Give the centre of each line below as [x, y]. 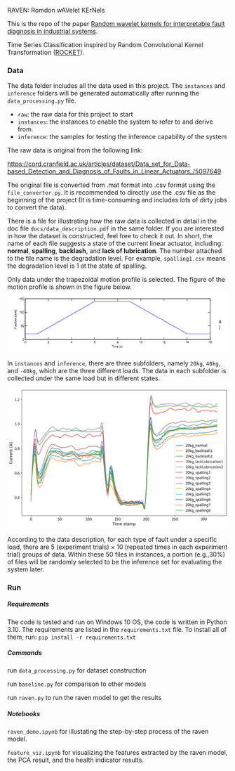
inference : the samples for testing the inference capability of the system [122, 137]
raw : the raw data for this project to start [75, 115]
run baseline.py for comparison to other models [77, 684]
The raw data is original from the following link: [75, 150]
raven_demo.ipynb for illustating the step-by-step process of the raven [108, 732]
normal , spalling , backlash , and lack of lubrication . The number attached [115, 251]
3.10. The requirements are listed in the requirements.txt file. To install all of [117, 629]
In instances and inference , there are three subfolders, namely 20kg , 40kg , [114, 363]
